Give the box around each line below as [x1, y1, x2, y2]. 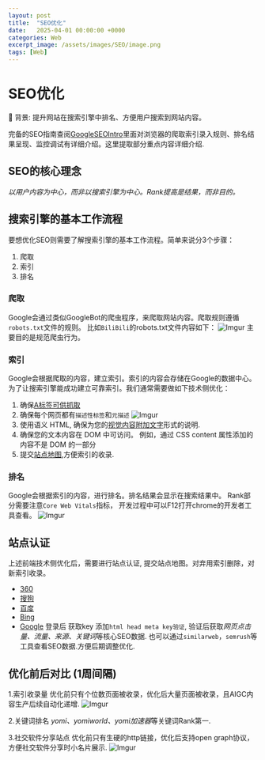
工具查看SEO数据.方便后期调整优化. [19, 641, 135, 651]
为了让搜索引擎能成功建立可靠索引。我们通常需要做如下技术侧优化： [8, 384, 230, 393]
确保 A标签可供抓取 [19, 400, 81, 410]
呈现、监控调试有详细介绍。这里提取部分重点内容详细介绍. [14, 139, 205, 149]
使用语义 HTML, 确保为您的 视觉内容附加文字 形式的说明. [19, 420, 200, 429]
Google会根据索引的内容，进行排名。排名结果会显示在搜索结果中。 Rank [8, 491, 244, 501]
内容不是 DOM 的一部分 [19, 440, 97, 449]
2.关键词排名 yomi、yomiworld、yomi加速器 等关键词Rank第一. [8, 717, 211, 726]
